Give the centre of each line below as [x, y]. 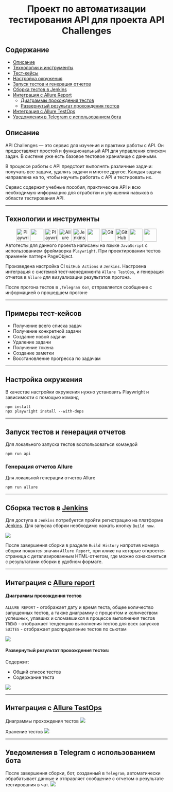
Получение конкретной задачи [47, 331]
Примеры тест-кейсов [44, 313]
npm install [18, 407]
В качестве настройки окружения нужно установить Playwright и [77, 392]
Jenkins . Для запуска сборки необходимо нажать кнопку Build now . [80, 526]
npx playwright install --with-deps [45, 411]
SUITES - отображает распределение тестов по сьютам [66, 629]
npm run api [18, 454]
